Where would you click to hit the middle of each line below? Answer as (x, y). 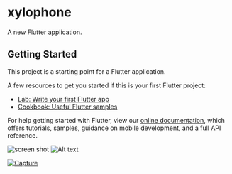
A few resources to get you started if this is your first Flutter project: (106, 85)
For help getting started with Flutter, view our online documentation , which (116, 120)
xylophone (40, 12)
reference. (22, 135)
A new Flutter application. (45, 32)
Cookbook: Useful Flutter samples (67, 107)
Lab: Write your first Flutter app (63, 99)
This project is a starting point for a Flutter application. (87, 71)
